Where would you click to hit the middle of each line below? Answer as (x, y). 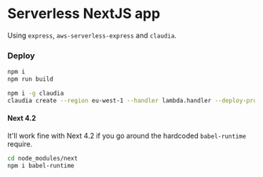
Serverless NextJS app (84, 14)
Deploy (21, 56)
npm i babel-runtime (41, 165)
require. (20, 144)
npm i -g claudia (36, 93)
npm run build (31, 79)
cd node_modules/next (43, 158)
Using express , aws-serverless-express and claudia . (92, 35)
